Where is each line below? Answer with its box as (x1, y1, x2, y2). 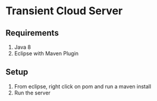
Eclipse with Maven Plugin (14, 50, 78, 57)
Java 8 (14, 43, 31, 50)
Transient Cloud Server (5, 4, 123, 18)
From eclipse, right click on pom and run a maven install (14, 83, 152, 90)
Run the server (14, 89, 51, 96)
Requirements (5, 28, 59, 38)
